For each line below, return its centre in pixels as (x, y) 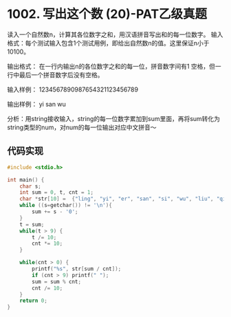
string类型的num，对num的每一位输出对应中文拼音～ (82, 127)
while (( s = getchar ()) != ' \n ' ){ (66, 206)
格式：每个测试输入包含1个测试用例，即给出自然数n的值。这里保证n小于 (108, 43)
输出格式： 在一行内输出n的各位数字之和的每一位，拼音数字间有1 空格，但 (111, 66)
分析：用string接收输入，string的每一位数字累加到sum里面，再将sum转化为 (114, 118)
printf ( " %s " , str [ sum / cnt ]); (77, 269)
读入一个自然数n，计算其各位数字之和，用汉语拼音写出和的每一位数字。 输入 (115, 34)
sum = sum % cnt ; (56, 282)
